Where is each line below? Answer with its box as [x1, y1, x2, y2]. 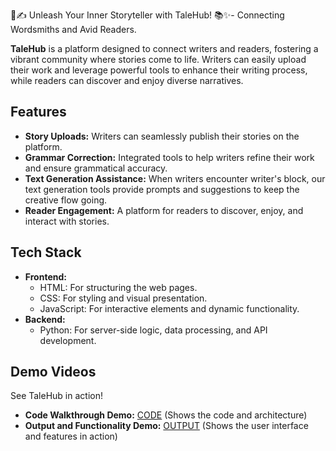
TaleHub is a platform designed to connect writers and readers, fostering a [10, 43, 319, 54]
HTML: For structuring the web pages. [39, 281, 198, 293]
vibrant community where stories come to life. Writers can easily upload [10, 54, 307, 65]
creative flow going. [24, 194, 108, 206]
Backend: [24, 313, 66, 325]
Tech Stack [10, 244, 82, 261]
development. [39, 334, 97, 346]
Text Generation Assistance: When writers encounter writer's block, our [24, 172, 326, 184]
